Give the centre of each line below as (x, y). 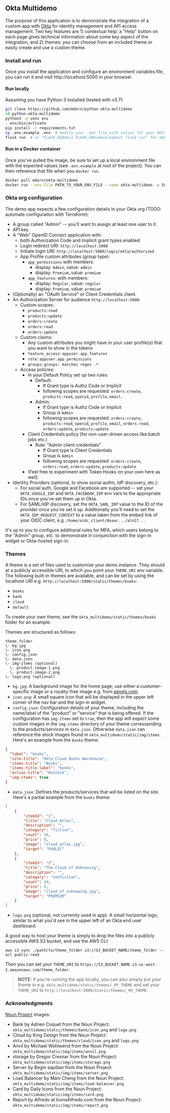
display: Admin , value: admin (63, 267)
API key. (21, 229)
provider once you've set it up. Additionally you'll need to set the (87, 509)
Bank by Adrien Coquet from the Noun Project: (61, 1024)
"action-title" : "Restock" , (39, 773)
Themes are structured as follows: (41, 632)
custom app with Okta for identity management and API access (71, 26)
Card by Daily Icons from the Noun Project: (57, 1089)
